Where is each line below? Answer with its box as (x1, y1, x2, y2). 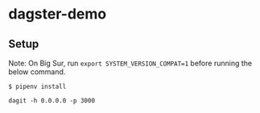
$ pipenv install (8, 82, 67, 90)
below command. (8, 67, 66, 77)
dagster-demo (8, 5, 107, 23)
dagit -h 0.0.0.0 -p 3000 (8, 97, 95, 105)
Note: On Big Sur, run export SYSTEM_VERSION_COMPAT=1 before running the (8, 58, 252, 68)
